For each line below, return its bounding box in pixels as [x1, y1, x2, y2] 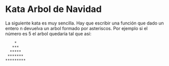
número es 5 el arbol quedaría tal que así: [5, 30, 92, 36]
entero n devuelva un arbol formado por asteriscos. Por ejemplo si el [5, 25, 148, 31]
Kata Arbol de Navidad [5, 3, 102, 15]
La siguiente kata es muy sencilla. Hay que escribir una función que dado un [5, 20, 164, 26]
